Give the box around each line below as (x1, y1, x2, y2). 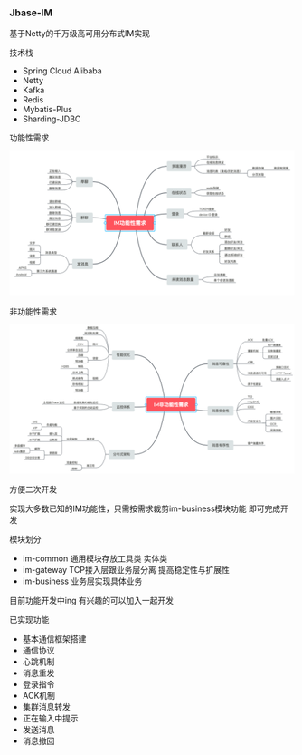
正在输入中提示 (22, 713, 79, 724)
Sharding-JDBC (22, 113, 81, 124)
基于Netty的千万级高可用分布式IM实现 (9, 28, 151, 39)
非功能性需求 (9, 306, 57, 317)
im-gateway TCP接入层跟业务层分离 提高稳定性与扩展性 (22, 565, 231, 576)
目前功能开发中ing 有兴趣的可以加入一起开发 (9, 595, 175, 606)
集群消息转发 (22, 702, 71, 712)
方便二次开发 (9, 484, 57, 495)
